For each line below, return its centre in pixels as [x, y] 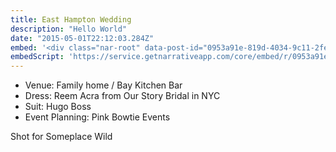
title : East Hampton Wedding [71, 19]
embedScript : [37, 57]
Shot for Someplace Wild [61, 137]
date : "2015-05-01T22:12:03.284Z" [82, 38]
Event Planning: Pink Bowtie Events [97, 117]
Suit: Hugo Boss [58, 107]
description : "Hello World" [69, 29]
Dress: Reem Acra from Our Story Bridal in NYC [122, 96]
